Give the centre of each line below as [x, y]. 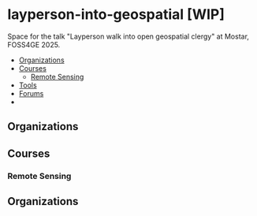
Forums [31, 93]
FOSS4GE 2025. [34, 44]
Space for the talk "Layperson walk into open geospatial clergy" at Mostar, [128, 36]
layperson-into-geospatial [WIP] [116, 15]
